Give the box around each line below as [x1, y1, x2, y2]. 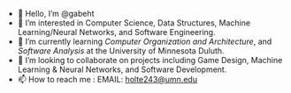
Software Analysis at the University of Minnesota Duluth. [17, 46, 225, 56]
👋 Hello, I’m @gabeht [17, 9, 95, 18]
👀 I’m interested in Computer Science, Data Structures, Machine [17, 18, 250, 28]
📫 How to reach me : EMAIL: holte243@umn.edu [17, 75, 197, 84]
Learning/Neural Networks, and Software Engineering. [17, 27, 216, 37]
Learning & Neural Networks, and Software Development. [17, 64, 227, 75]
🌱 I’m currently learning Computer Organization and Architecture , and [17, 36, 272, 46]
